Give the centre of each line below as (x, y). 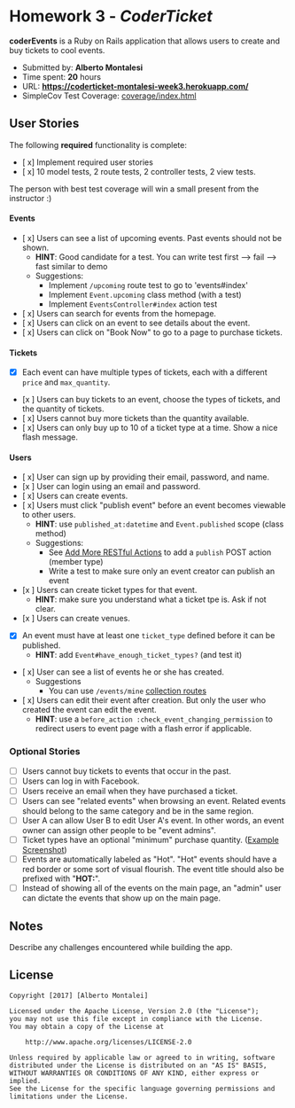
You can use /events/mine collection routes (127, 691)
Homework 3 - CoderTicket (111, 16)
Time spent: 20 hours (62, 76)
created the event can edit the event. (89, 710)
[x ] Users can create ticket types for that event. (109, 590)
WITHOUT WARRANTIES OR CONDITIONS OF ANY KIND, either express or (134, 1073)
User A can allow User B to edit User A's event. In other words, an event (153, 821)
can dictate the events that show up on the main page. (121, 898)
